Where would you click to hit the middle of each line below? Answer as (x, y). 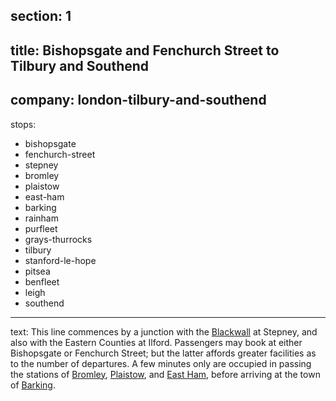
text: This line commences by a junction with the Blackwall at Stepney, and (164, 331)
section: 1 (41, 16)
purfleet (41, 228)
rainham (41, 218)
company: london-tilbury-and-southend (138, 100)
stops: (23, 124)
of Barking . (33, 385)
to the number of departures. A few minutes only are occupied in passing (161, 363)
